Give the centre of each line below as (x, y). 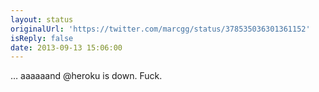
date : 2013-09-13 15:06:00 (66, 47)
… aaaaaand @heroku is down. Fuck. (86, 76)
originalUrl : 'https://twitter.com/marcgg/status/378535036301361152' (160, 29)
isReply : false (42, 38)
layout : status (42, 19)
